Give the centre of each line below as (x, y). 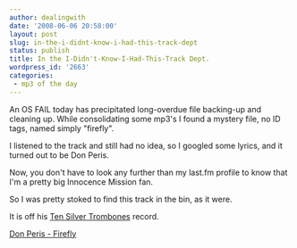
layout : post (34, 34)
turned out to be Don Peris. (59, 155)
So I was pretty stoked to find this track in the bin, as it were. (121, 199)
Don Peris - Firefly (43, 234)
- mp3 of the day (45, 84)
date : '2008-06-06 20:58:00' (64, 26)
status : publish (39, 51)
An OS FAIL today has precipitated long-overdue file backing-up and (136, 109)
